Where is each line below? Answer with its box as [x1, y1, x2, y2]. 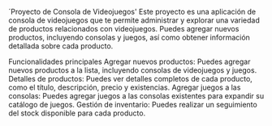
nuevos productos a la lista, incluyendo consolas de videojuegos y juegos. [8, 65, 257, 75]
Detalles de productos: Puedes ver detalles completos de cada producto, [8, 74, 253, 83]
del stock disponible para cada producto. [8, 108, 146, 118]
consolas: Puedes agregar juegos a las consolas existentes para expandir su [8, 91, 265, 100]
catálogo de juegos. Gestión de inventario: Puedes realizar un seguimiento [8, 100, 257, 109]
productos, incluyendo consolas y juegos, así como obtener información [8, 32, 250, 42]
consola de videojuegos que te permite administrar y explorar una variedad [8, 15, 260, 25]
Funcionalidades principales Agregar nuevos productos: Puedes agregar [8, 57, 251, 66]
